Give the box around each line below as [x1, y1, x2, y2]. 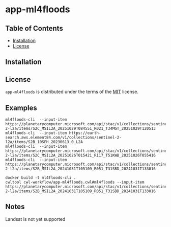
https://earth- [69, 130, 101, 136]
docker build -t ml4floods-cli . [5, 175, 76, 180]
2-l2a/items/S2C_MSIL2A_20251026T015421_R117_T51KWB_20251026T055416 [5, 153, 156, 158]
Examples [5, 103, 37, 112]
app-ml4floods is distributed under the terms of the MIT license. [5, 88, 139, 95]
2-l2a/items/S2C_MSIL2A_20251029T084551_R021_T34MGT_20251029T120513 [5, 126, 156, 131]
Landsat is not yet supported [5, 216, 66, 222]
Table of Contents [5, 24, 64, 33]
